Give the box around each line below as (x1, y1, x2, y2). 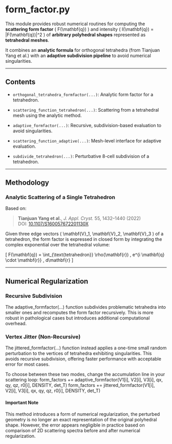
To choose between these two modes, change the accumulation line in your (5, 371, 165, 378)
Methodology (5, 179, 50, 187)
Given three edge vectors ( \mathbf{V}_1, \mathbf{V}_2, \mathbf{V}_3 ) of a (5, 230, 164, 237)
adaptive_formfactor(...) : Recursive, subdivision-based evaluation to (12, 122, 162, 128)
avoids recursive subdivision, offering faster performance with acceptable (5, 356, 161, 362)
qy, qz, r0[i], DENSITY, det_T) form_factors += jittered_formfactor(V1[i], (5, 382, 155, 388)
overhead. (5, 321, 27, 327)
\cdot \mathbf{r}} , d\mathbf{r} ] (5, 257, 73, 263)
